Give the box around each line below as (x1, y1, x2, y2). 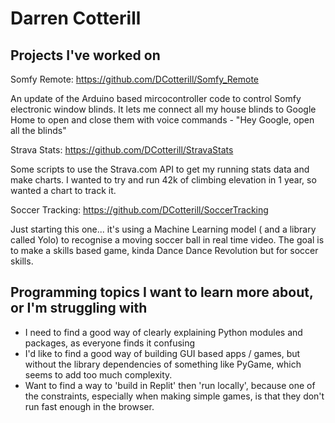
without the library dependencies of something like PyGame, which (24, 358, 302, 370)
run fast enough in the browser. (24, 400, 155, 412)
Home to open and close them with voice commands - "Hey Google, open (10, 114, 315, 126)
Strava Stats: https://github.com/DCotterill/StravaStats (10, 144, 234, 156)
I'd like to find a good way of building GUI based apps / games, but (24, 347, 301, 359)
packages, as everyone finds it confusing (24, 337, 196, 349)
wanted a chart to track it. (10, 185, 117, 196)
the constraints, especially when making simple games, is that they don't (24, 390, 325, 402)
